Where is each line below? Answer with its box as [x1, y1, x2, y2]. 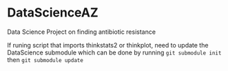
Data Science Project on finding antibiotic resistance [7, 28, 156, 36]
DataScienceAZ [7, 5, 99, 21]
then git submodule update [7, 55, 84, 63]
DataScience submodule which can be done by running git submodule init [7, 48, 222, 57]
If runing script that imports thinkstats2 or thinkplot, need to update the [7, 41, 209, 49]
